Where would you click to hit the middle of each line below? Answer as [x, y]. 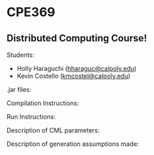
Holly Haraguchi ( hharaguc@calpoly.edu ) [77, 68]
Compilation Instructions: [43, 103]
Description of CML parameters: [53, 130]
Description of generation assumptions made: [73, 144]
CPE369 [31, 12]
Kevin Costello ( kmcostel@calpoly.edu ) [73, 76]
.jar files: [19, 89]
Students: [20, 55]
